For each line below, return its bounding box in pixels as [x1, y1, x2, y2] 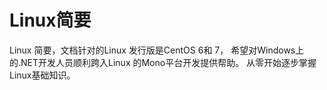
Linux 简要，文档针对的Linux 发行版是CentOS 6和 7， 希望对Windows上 [9, 44, 305, 56]
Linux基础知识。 [9, 69, 76, 81]
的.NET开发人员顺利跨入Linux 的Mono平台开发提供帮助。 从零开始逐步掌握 [9, 56, 317, 68]
